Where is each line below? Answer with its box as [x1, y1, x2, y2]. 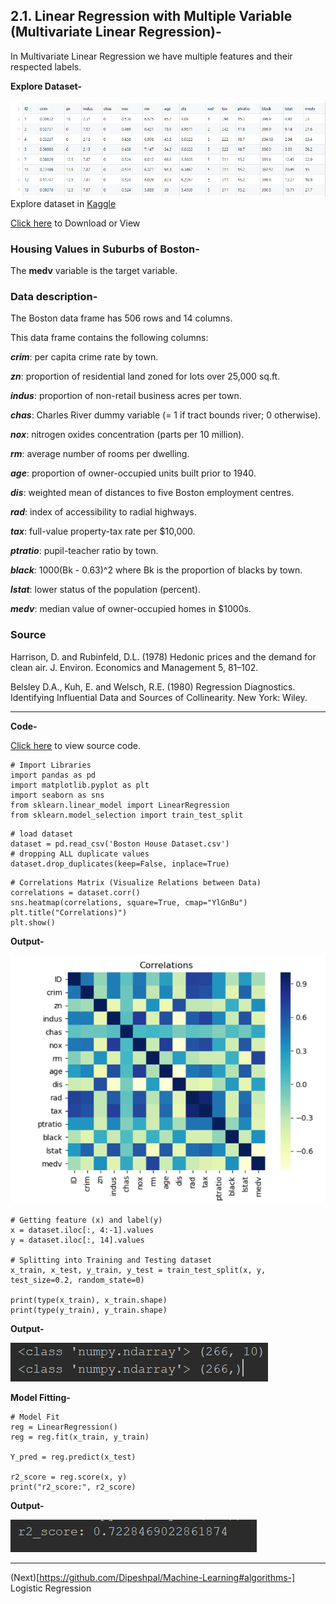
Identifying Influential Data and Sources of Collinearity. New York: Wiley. [10, 691, 308, 703]
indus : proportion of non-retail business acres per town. [10, 390, 242, 402]
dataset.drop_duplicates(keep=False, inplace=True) [10, 859, 230, 869]
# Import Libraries [10, 760, 92, 770]
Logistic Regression [10, 1582, 92, 1594]
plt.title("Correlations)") [10, 907, 128, 918]
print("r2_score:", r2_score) [10, 1482, 137, 1492]
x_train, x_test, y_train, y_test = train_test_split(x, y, [10, 1265, 267, 1275]
